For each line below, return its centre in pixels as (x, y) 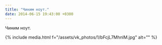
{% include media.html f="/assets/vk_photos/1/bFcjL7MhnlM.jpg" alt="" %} (81, 37)
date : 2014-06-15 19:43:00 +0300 (39, 14)
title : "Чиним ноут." (27, 9)
